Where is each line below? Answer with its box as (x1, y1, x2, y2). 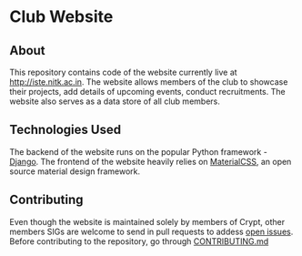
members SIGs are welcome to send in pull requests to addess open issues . (9, 226, 294, 237)
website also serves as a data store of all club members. (9, 96, 220, 107)
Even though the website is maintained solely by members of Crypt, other (9, 216, 285, 227)
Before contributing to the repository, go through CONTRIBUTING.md (9, 235, 269, 247)
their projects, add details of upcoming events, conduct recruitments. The (9, 87, 286, 97)
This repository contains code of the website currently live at (9, 67, 238, 77)
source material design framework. (9, 166, 141, 177)
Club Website (9, 6, 114, 27)
